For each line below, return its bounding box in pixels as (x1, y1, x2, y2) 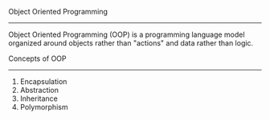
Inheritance (19, 94, 59, 103)
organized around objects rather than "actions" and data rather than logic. (8, 38, 254, 47)
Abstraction (19, 86, 59, 94)
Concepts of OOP (8, 54, 67, 63)
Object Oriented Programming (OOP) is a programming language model (8, 30, 245, 39)
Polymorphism (19, 102, 68, 111)
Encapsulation (19, 77, 67, 86)
